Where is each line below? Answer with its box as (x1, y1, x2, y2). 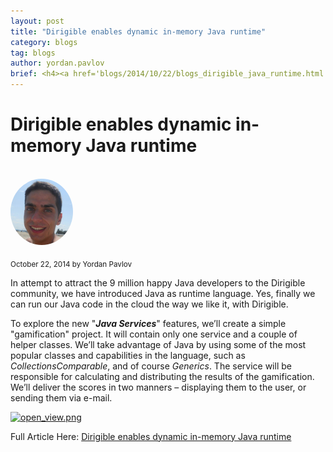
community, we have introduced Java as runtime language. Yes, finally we (10, 287, 316, 299)
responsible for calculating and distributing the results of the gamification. (10, 370, 315, 382)
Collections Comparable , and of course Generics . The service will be (10, 360, 292, 372)
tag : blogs (10, 48, 56, 58)
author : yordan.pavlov (10, 58, 105, 69)
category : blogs (10, 37, 78, 47)
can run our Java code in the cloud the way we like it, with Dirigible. (10, 298, 289, 310)
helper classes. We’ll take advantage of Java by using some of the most (10, 338, 307, 350)
